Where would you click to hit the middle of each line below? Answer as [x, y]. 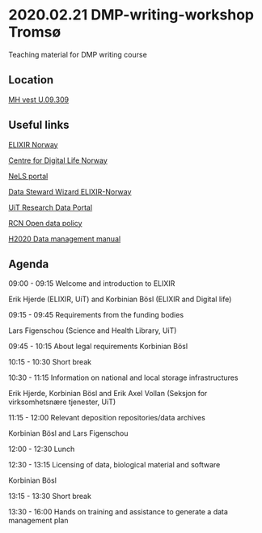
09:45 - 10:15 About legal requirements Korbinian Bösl [98, 347]
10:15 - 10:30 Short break [50, 362]
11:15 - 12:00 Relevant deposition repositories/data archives [107, 418]
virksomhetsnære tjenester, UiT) [62, 402]
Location [31, 80]
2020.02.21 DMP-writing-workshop [131, 15]
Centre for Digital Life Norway [58, 160]
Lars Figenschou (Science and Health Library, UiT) [93, 330]
